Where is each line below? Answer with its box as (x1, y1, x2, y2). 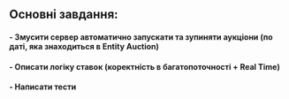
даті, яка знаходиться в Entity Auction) (9, 41, 159, 51)
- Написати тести (9, 81, 77, 92)
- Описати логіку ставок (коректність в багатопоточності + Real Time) (9, 61, 280, 72)
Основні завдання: (9, 7, 118, 22)
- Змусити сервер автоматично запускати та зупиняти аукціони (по (9, 31, 273, 42)
